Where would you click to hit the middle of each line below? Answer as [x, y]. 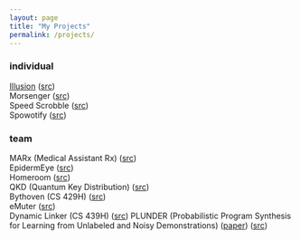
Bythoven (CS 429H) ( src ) [58, 197]
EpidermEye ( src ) [42, 168]
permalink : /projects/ [52, 34]
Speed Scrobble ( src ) [49, 105]
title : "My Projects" [50, 26]
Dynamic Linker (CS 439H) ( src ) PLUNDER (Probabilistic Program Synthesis [150, 216]
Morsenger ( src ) [40, 95]
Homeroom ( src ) [40, 177]
